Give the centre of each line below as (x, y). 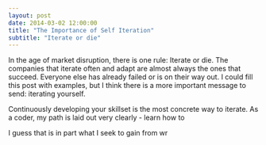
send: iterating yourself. (47, 94)
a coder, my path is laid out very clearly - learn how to (96, 118)
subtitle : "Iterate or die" (55, 38)
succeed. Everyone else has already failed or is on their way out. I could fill (131, 77)
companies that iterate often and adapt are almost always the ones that (125, 69)
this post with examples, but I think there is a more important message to (127, 86)
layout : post (30, 15)
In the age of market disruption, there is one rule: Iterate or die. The (118, 60)
